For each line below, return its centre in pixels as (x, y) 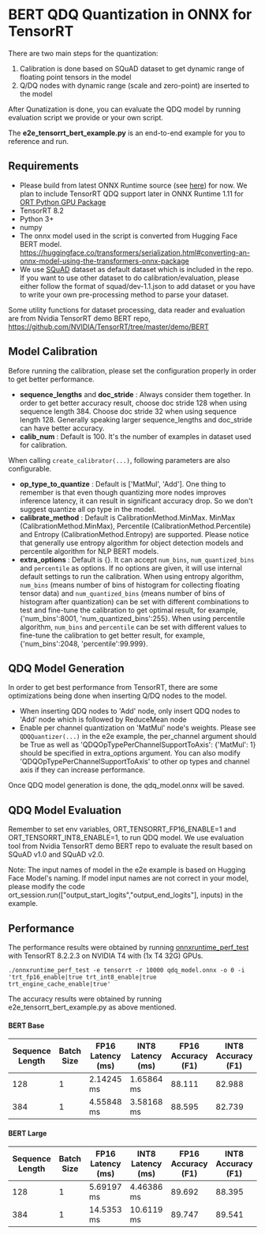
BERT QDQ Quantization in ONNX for (130, 15)
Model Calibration (53, 352)
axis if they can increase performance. (82, 770)
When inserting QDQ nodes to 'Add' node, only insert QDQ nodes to (130, 711)
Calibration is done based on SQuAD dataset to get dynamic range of (132, 68)
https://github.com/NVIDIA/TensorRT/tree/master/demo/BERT (108, 327)
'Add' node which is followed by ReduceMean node (103, 720)
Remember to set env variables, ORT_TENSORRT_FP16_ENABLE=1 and (122, 829)
